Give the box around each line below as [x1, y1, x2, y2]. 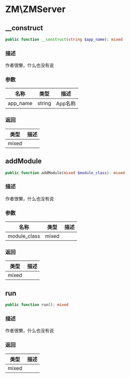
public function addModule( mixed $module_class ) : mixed [5, 170, 125, 175]
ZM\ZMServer [5, 4, 66, 15]
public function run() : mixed [5, 302, 69, 307]
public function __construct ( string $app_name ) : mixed [5, 37, 123, 42]
